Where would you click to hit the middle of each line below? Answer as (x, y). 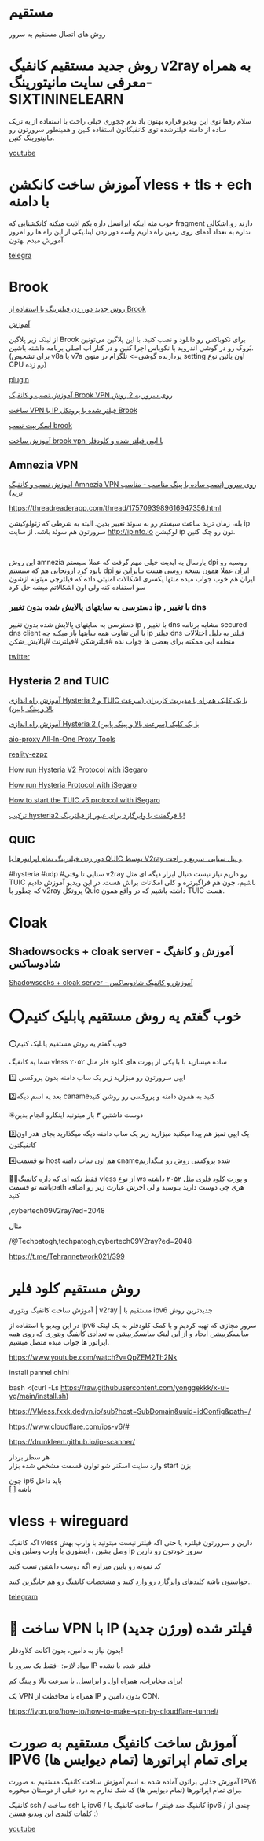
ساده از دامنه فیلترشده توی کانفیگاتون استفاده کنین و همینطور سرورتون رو (118, 129)
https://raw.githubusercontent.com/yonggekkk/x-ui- (145, 1388)
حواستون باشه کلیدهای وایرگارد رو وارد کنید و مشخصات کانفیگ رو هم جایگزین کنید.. (130, 1581)
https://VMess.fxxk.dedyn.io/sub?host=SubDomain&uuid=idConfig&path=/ (130, 1411)
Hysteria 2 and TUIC (59, 681)
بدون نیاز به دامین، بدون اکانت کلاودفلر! (66, 1651)
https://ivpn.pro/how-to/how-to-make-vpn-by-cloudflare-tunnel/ (114, 1711)
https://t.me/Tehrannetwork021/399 (67, 1256)
